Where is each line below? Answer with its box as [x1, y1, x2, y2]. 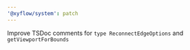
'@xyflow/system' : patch [7, 10, 78, 17]
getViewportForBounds [7, 36, 70, 43]
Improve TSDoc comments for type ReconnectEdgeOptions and [7, 29, 184, 37]
